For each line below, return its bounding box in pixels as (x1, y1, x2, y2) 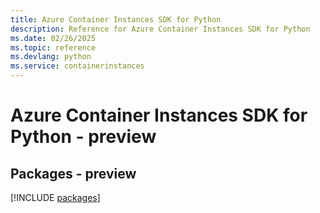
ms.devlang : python (10, 52, 92, 62)
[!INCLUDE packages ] (10, 192, 101, 203)
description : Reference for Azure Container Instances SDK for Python (10, 24, 311, 34)
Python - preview (10, 126, 157, 148)
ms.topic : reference (10, 42, 97, 53)
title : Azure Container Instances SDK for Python (10, 14, 222, 25)
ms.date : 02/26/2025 (10, 33, 97, 43)
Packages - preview (10, 165, 137, 182)
